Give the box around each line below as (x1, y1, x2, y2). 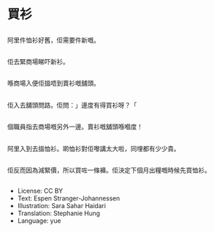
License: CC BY (17, 187, 63, 195)
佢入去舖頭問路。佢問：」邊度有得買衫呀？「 (7, 101, 137, 109)
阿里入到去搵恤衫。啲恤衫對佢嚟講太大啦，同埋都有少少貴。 (7, 144, 180, 153)
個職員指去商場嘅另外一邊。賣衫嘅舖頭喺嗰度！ (7, 122, 143, 131)
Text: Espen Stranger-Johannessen (17, 194, 120, 202)
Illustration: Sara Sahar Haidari (17, 202, 106, 210)
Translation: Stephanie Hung (17, 209, 101, 218)
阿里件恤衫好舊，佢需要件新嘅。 (7, 36, 100, 44)
